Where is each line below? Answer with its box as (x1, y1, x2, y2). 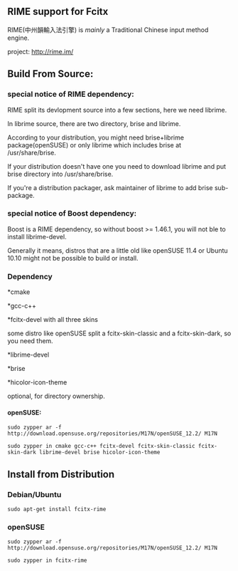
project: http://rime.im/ (7, 47, 74, 56)
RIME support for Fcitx (7, 6, 109, 18)
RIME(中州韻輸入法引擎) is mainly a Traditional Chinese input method (7, 25, 209, 34)
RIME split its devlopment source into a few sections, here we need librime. (7, 105, 227, 114)
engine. (7, 33, 30, 42)
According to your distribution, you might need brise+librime (7, 133, 185, 142)
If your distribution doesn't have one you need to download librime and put (7, 162, 226, 170)
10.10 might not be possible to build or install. (7, 253, 139, 262)
